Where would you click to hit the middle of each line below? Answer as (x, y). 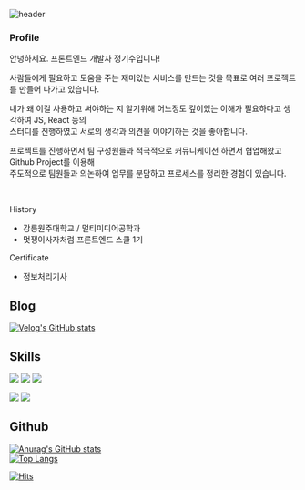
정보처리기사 (45, 277)
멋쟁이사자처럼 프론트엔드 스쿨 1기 (83, 240)
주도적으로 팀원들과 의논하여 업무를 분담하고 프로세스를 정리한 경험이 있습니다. (148, 174)
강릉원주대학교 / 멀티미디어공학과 (81, 229)
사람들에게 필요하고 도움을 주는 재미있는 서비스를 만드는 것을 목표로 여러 (137, 78)
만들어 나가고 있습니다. (59, 89)
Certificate (30, 258)
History (23, 209)
